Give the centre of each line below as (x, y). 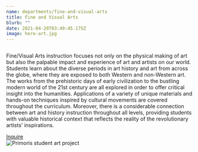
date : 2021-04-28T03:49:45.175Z (46, 28)
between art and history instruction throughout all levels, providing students (99, 113)
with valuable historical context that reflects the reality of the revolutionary (97, 119)
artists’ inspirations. (30, 125)
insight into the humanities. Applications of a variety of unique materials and (99, 94)
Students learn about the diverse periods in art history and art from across (97, 68)
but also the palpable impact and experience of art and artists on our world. (99, 62)
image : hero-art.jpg (32, 34)
